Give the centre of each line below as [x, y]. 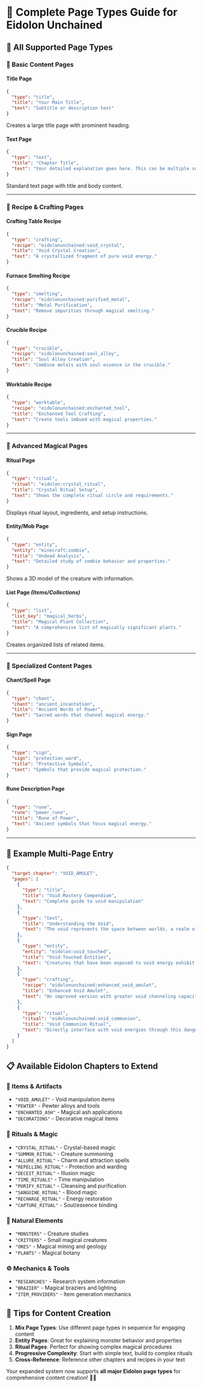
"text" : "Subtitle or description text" [63, 108]
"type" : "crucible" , [37, 348]
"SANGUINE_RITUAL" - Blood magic [56, 1192]
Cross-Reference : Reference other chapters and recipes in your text [100, 1360]
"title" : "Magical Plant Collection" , [60, 622]
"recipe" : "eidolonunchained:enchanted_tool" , [71, 408]
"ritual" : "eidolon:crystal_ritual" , [59, 484]
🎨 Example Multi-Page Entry [60, 854]
